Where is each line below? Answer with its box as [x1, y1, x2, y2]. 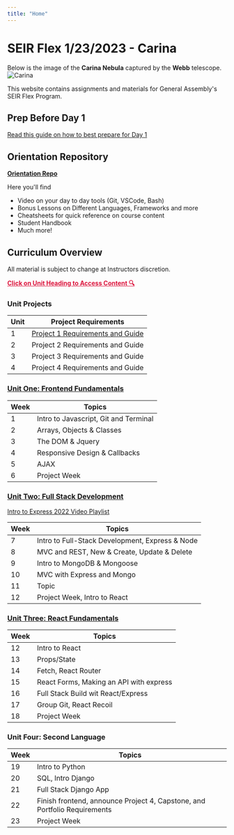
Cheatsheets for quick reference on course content [17, 211, 165, 220]
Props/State [37, 655, 76, 665]
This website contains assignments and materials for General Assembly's [7, 85, 217, 93]
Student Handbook [17, 219, 72, 227]
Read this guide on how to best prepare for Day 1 [7, 131, 148, 139]
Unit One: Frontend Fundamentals [7, 384, 124, 393]
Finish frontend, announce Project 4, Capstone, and [37, 796, 205, 806]
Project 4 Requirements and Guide [31, 363, 144, 372]
